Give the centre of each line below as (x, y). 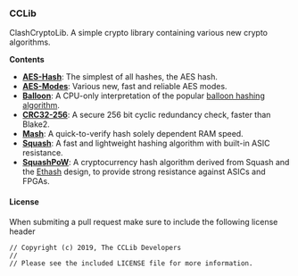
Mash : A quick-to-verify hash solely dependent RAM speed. (132, 134)
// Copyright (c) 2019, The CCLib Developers (95, 247)
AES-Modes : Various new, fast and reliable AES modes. (124, 87)
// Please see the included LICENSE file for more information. (131, 263)
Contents (27, 60)
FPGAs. (36, 181)
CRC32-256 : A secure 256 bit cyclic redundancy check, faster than (146, 115)
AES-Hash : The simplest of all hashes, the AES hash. (120, 77)
